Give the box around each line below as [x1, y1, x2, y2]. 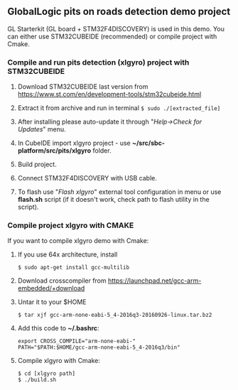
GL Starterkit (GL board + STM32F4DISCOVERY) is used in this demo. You [7, 24, 225, 33]
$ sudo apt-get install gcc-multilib [17, 264, 130, 271]
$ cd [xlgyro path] [17, 370, 76, 377]
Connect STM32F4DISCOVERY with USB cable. [17, 174, 158, 183]
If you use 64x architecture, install [17, 250, 118, 259]
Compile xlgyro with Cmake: [17, 357, 101, 365]
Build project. [17, 160, 57, 169]
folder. [92, 146, 112, 155]
